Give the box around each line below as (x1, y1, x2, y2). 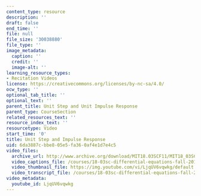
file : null (6, 31, 33, 37)
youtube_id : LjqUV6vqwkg (11, 181, 74, 187)
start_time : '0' (6, 131, 47, 137)
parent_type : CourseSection (6, 109, 77, 115)
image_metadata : (6, 48, 47, 54)
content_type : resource (6, 8, 66, 15)
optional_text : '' (6, 97, 52, 103)
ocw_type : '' (6, 87, 39, 93)
